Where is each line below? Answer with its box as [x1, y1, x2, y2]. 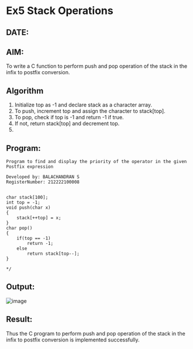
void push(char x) [6, 205, 51, 211]
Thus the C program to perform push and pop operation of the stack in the [6, 330, 185, 337]
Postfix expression [6, 164, 54, 170]
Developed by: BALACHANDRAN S [6, 174, 80, 180]
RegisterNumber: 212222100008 [6, 179, 80, 185]
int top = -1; [6, 200, 41, 206]
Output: [6, 282, 35, 292]
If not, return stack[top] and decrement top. [14, 120, 120, 127]
